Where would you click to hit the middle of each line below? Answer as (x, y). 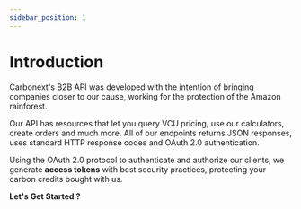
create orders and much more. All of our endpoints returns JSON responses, (151, 133)
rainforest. (28, 106)
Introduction (57, 61)
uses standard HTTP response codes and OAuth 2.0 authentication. (135, 142)
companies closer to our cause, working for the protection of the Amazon (145, 96)
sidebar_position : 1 (48, 17)
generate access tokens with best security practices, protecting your (138, 169)
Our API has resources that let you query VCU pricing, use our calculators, (147, 123)
